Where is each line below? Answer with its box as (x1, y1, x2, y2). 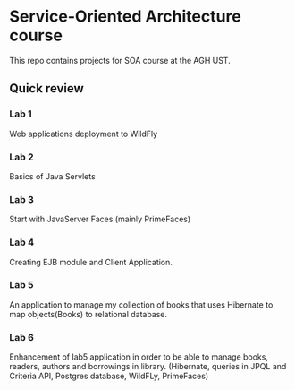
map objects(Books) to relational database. (9, 308, 168, 319)
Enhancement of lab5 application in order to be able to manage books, (9, 351, 268, 362)
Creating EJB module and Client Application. (9, 256, 173, 267)
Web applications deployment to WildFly (9, 128, 158, 139)
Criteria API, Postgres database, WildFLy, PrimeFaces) (9, 370, 209, 382)
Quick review (9, 81, 85, 96)
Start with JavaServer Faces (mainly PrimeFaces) (9, 213, 191, 225)
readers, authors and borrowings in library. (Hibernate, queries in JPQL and (9, 361, 287, 372)
